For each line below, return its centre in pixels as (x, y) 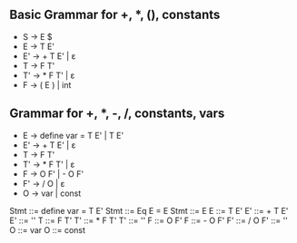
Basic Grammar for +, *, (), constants (115, 15)
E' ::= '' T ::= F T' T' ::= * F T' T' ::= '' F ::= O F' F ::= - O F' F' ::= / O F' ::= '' (149, 220)
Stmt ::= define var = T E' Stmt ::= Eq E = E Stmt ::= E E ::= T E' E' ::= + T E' (149, 210)
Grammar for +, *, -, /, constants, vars (117, 114)
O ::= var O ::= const (48, 229)
